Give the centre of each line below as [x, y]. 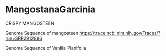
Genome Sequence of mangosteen [42, 33]
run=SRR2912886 [24, 38]
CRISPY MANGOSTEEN [30, 23]
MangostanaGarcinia [50, 9]
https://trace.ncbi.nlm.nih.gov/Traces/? [120, 33]
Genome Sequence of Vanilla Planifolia [46, 48]
